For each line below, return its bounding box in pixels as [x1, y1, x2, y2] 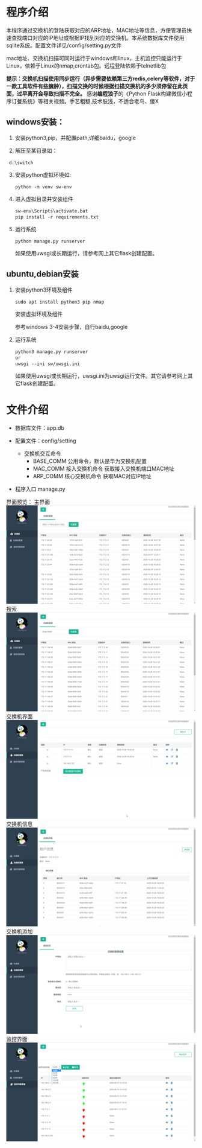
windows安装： [6, 117, 65, 127]
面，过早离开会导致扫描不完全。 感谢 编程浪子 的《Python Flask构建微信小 [6, 90, 188, 97]
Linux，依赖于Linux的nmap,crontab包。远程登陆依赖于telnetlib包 [6, 62, 167, 69]
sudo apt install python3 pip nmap [14, 299, 105, 305]
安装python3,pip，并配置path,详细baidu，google [14, 134, 136, 141]
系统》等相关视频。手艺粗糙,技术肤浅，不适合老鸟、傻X [22, 97, 159, 104]
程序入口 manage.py [14, 485, 66, 493]
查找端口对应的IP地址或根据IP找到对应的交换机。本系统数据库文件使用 [11, 34, 185, 41]
